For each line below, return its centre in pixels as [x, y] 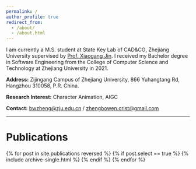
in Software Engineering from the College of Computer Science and [87, 62]
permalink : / [22, 11]
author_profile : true [32, 17]
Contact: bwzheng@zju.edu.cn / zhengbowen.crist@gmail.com [83, 108]
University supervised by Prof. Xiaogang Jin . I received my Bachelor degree [97, 56]
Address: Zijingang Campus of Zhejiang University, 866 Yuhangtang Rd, [93, 80]
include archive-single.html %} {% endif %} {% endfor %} [76, 160]
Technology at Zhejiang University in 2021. [57, 68]
